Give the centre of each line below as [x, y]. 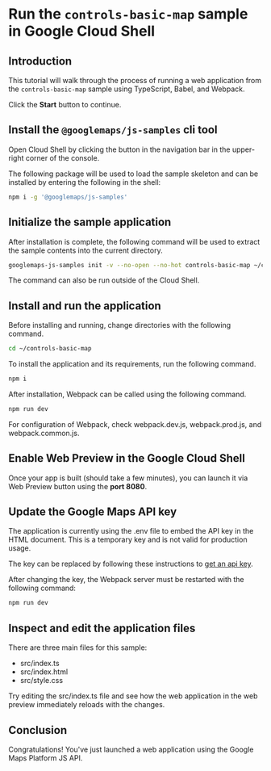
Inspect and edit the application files [102, 628]
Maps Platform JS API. [46, 758]
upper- [244, 149]
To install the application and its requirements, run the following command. [132, 364]
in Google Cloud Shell [82, 31]
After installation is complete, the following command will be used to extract [134, 241]
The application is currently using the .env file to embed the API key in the [131, 531]
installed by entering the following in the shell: [85, 182]
